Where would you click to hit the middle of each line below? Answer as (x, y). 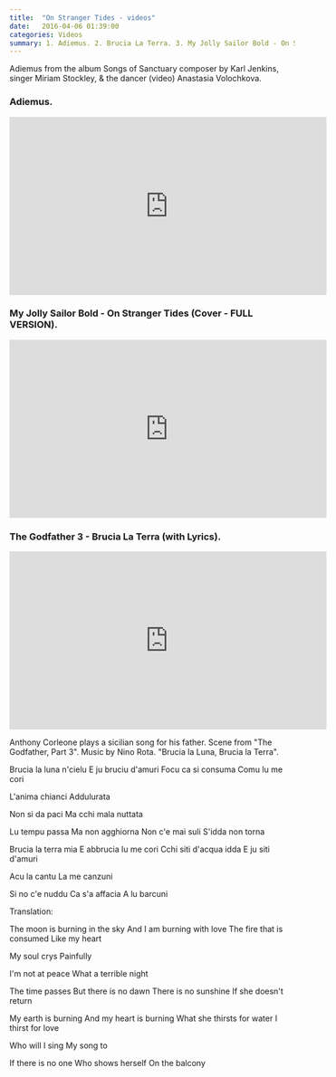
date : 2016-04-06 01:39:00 (64, 26)
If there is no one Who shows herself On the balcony (108, 1063)
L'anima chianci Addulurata (60, 796)
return (21, 1001)
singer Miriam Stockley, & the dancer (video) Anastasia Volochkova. (136, 79)
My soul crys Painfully (51, 957)
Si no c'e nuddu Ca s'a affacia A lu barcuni (89, 894)
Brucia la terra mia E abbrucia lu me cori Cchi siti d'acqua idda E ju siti (139, 849)
